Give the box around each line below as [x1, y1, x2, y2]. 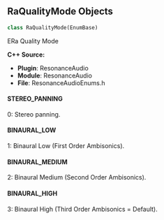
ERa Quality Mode [7, 36, 59, 45]
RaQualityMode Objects [7, 6, 114, 17]
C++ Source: [7, 50, 45, 59]
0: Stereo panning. [7, 110, 61, 118]
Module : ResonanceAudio [17, 71, 93, 80]
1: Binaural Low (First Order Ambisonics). [7, 142, 125, 150]
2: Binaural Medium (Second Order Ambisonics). [7, 173, 147, 182]
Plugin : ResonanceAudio [17, 64, 89, 72]
